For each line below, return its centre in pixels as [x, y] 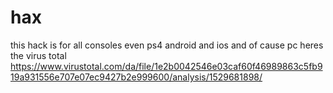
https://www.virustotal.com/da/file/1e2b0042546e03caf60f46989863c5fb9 [166, 66]
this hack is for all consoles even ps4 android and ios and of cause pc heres [167, 45]
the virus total [38, 55]
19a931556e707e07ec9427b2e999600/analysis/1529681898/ [136, 77]
